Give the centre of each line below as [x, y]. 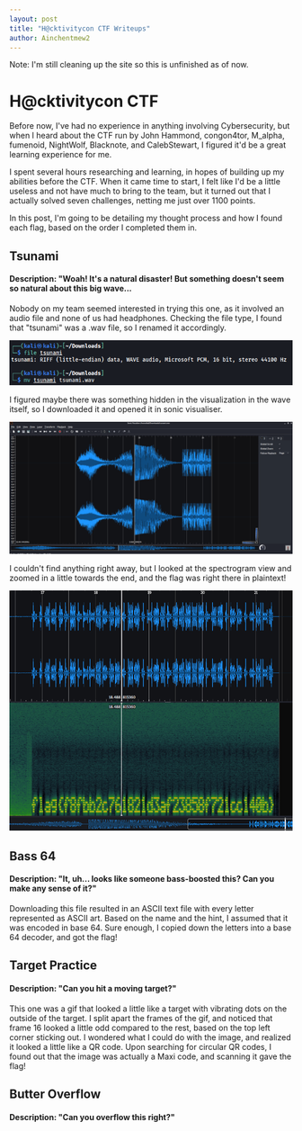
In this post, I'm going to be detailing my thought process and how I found [146, 218]
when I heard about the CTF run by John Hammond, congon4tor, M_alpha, [147, 136]
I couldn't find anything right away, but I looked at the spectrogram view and [151, 568]
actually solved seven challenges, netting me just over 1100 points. [133, 201]
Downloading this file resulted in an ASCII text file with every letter [132, 908]
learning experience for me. [61, 155]
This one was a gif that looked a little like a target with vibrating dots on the [148, 1009]
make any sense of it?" [53, 889]
